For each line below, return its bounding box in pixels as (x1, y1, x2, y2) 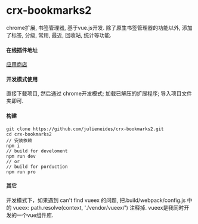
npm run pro (6, 168, 36, 175)
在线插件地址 (6, 46, 38, 54)
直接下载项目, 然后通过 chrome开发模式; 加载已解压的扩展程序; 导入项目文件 (6, 90, 193, 97)
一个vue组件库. (16, 211, 54, 219)
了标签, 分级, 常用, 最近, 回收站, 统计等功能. (6, 31, 112, 39)
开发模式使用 (6, 75, 38, 82)
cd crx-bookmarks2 (6, 131, 52, 137)
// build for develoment (6, 148, 68, 154)
